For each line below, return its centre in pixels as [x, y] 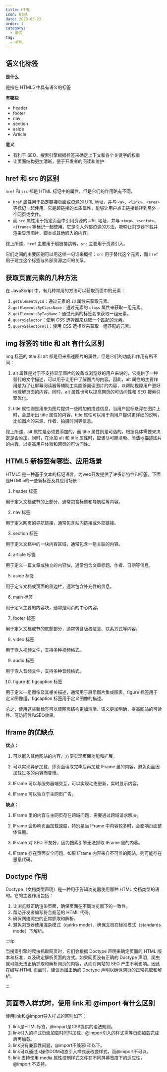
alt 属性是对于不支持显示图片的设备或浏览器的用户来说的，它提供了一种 [85, 373]
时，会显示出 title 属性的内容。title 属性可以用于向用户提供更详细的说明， [87, 415]
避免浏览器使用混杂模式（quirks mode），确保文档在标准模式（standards [87, 925]
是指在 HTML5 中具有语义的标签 [38, 87]
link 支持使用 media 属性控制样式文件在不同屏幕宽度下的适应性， [79, 1058]
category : [16, 28]
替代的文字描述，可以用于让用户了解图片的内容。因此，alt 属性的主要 [83, 379]
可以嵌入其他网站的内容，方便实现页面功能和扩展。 [65, 756]
